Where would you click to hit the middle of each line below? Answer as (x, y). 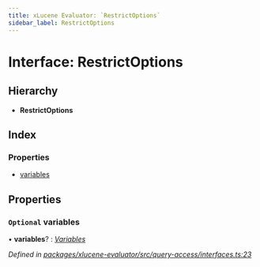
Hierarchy (33, 91)
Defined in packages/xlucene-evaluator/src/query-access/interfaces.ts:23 (130, 254)
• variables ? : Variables (47, 239)
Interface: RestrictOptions (96, 62)
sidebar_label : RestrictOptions (61, 23)
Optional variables (44, 222)
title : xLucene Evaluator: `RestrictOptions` (84, 15)
